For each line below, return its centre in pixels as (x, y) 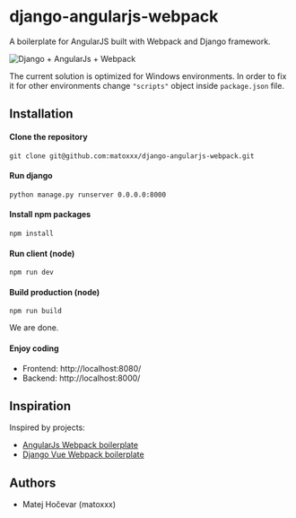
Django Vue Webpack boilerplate (83, 454)
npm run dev (31, 272)
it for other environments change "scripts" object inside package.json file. (147, 85)
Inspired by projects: (47, 427)
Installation (41, 114)
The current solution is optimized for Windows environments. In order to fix (148, 76)
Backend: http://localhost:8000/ (81, 378)
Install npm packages (50, 215)
